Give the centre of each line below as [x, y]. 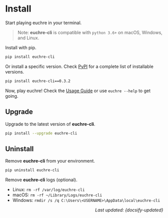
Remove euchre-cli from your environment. [50, 161]
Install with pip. [21, 47]
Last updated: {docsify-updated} [129, 210]
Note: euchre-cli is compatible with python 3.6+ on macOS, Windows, [90, 32]
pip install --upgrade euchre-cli [41, 133]
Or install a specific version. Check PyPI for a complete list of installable [79, 66]
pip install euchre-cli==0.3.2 [38, 81]
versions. [15, 71]
